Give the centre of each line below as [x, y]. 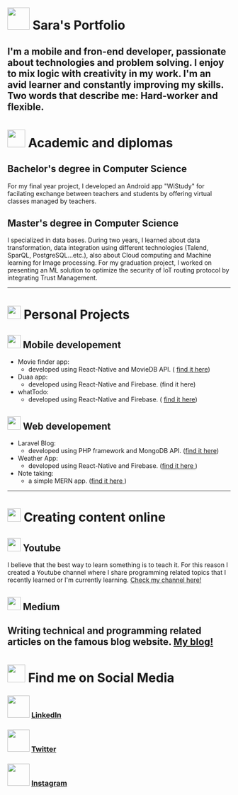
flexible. [26, 107]
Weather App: [38, 458]
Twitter [44, 749]
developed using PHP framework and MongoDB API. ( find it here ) [124, 451]
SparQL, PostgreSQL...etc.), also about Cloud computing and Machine [109, 256]
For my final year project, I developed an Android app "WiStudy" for [106, 186]
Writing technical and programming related [104, 630]
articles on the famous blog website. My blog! [110, 642]
